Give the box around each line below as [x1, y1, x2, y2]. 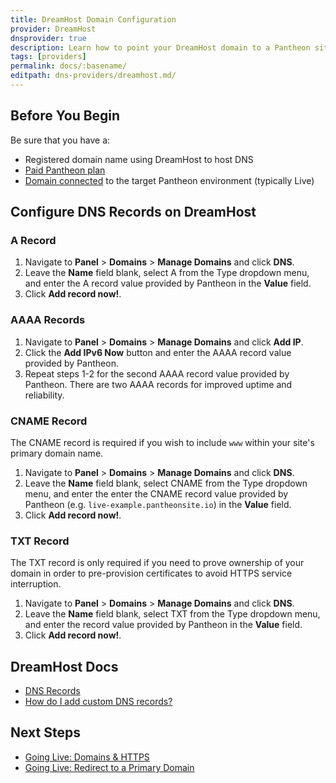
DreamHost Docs [10, 658, 119, 675]
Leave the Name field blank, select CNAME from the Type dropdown [24, 477, 308, 489]
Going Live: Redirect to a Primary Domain [24, 761, 195, 773]
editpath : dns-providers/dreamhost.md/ [10, 71, 177, 81]
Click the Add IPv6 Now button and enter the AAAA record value [24, 346, 292, 358]
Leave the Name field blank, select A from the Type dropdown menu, [24, 267, 310, 279]
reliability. [24, 389, 65, 401]
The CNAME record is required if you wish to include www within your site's [10, 436, 315, 448]
